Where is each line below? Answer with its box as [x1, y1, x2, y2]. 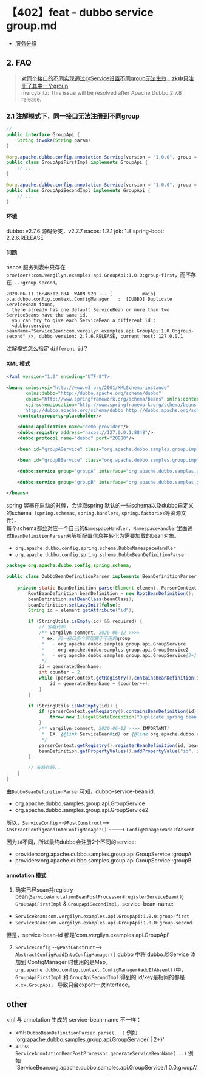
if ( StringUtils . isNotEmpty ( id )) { [28, 703, 118, 709]
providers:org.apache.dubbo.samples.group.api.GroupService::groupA [15, 850, 192, 858]
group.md [6, 19, 58, 33]
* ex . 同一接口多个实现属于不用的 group [41, 635, 131, 641]
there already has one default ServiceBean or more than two [12, 306, 170, 313]
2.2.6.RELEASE [6, 234, 44, 241]
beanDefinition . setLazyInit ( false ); [28, 602, 121, 608]
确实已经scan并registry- [15, 886, 76, 893]
